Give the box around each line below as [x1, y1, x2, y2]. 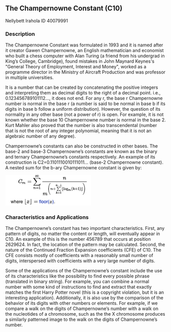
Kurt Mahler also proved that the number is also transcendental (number [5, 122, 157, 129]
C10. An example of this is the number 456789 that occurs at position [5, 236, 151, 242]
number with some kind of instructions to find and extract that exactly [5, 284, 152, 290]
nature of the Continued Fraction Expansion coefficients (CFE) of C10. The [5, 247, 162, 253]
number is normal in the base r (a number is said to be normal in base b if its [5, 100, 166, 107]
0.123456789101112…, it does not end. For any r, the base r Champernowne [5, 95, 163, 101]
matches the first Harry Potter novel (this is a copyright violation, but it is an [5, 289, 164, 295]
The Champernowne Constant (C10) [5, 4, 123, 13]
